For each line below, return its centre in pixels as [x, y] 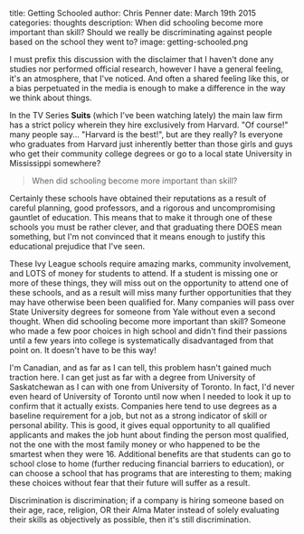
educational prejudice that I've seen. [77, 246]
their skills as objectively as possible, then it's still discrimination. [130, 520]
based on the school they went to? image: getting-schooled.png [129, 42]
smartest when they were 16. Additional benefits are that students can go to [150, 454]
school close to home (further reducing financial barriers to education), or [147, 464]
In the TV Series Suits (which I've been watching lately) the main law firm [146, 115]
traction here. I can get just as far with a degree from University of [133, 377]
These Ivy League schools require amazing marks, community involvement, [150, 264]
